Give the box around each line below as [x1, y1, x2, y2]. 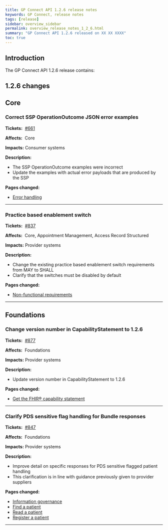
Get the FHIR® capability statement [12, 396, 85, 402]
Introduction [5, 54, 45, 63]
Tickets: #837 [5, 223, 36, 229]
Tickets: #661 [5, 125, 35, 131]
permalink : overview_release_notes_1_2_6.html [5, 26, 104, 31]
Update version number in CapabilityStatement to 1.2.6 [12, 376, 125, 382]
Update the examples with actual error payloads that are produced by [12, 169, 156, 175]
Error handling [12, 194, 42, 200]
